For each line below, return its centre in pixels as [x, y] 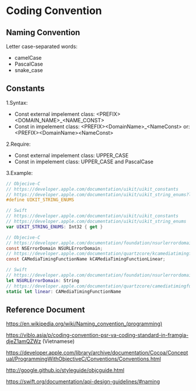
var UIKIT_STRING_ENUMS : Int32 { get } [55, 227]
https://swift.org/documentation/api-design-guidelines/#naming [83, 382]
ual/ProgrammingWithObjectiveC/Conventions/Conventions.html [84, 359]
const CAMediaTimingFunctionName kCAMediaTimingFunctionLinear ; [86, 259]
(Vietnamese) [58, 341]
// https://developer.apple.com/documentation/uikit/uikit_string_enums [96, 222]
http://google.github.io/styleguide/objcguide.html [65, 371]
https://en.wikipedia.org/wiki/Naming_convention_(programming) [84, 324]
